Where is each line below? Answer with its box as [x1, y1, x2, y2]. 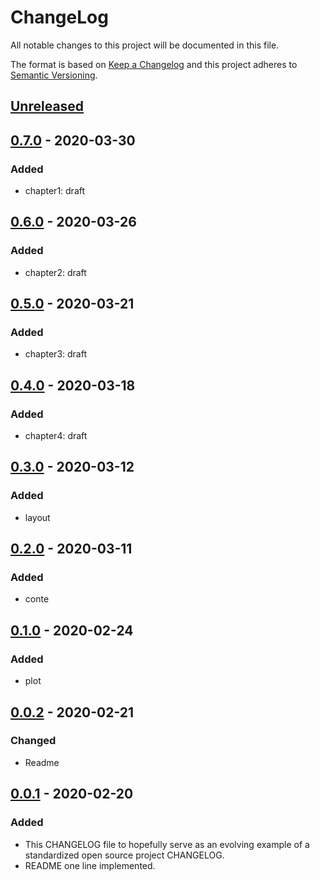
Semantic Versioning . [10, 69, 98, 81]
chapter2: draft [24, 266, 87, 278]
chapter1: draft [24, 185, 86, 197]
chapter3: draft [24, 348, 87, 360]
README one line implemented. [24, 859, 156, 871]
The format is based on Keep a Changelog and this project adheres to [10, 58, 298, 70]
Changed [10, 734, 57, 748]
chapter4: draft [24, 430, 88, 442]
